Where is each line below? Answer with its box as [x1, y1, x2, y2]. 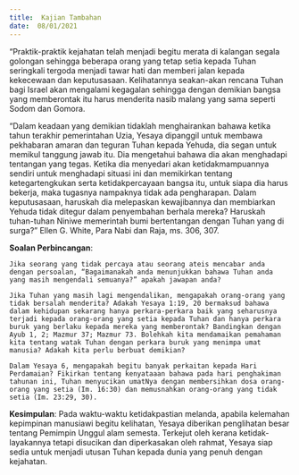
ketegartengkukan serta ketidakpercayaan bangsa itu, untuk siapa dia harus [9, 177, 288, 188]
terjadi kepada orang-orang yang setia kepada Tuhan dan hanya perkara [9, 314, 281, 323]
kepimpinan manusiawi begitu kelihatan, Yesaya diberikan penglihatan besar [9, 418, 290, 428]
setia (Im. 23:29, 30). [9, 393, 98, 402]
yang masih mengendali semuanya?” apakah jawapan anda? [9, 275, 221, 284]
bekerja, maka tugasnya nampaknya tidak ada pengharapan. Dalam [9, 187, 257, 198]
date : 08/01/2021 [9, 21, 78, 30]
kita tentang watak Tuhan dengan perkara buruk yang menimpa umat [9, 337, 262, 347]
